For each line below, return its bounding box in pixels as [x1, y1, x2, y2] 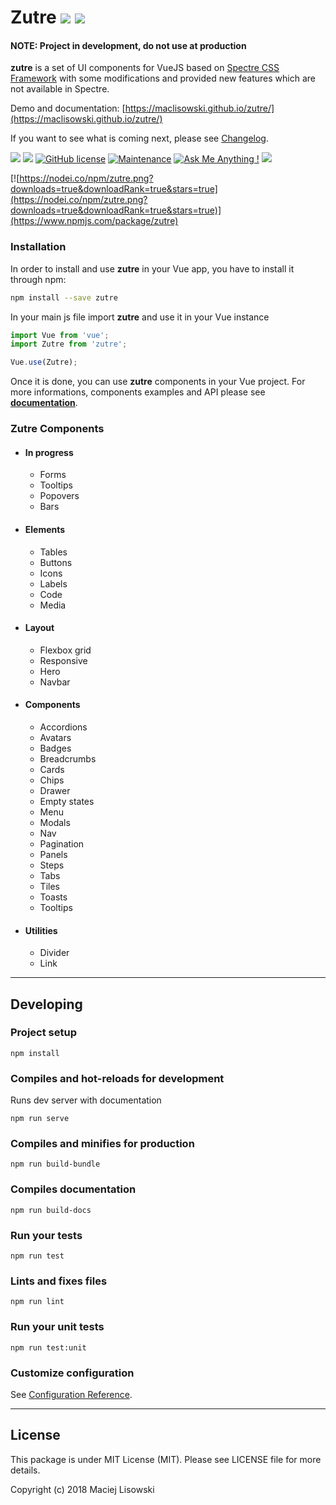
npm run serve [10, 1114, 70, 1124]
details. [10, 1464, 41, 1476]
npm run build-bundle [10, 1159, 101, 1170]
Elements [24, 523, 66, 535]
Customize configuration [10, 1366, 135, 1380]
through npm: [10, 273, 67, 285]
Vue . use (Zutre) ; [10, 357, 78, 368]
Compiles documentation [10, 1182, 137, 1196]
